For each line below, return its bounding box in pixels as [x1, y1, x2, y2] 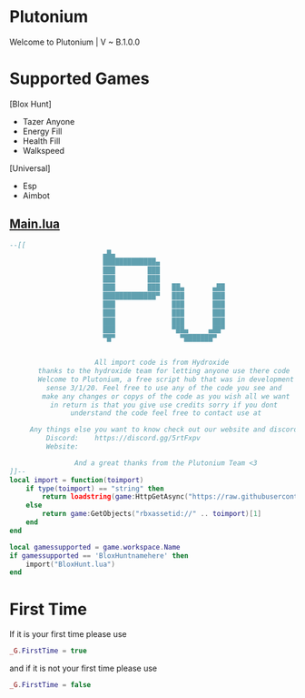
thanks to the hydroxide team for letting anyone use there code [37, 367, 290, 376]
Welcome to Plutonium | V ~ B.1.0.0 [9, 36, 141, 47]
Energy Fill [22, 126, 63, 137]
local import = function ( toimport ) [9, 475, 144, 484]
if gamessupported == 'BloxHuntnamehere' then [9, 551, 189, 561]
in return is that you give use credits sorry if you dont [49, 400, 279, 410]
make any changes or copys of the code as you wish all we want [42, 391, 290, 401]
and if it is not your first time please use [9, 663, 157, 674]
